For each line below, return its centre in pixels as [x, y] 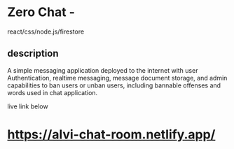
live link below [28, 106]
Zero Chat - [41, 12]
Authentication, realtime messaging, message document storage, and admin [117, 78]
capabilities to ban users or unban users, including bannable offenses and [114, 85]
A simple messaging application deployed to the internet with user [103, 70]
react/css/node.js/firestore [46, 31]
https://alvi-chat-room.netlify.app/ [111, 134]
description [33, 54]
